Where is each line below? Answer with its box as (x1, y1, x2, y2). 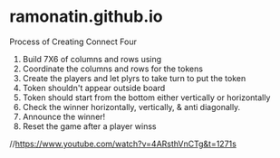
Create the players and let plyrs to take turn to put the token (22, 72, 246, 83)
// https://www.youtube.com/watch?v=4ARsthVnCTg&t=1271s (9, 138, 237, 149)
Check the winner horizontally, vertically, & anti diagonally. (22, 101, 241, 112)
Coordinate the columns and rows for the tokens (22, 63, 204, 74)
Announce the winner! (22, 111, 106, 122)
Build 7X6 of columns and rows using (22, 53, 162, 64)
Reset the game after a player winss (22, 120, 157, 132)
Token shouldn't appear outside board (22, 82, 166, 93)
